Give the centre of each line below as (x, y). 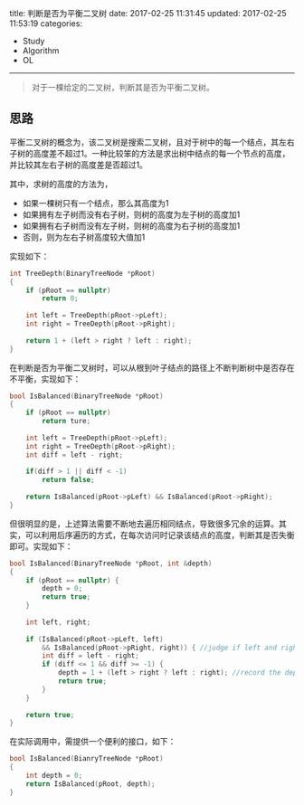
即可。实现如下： (41, 546)
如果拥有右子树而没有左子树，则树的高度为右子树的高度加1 (131, 225)
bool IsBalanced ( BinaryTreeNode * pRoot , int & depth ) (111, 563)
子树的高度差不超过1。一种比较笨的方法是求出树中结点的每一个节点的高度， (150, 153)
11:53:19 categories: (46, 24)
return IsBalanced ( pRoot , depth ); (90, 784)
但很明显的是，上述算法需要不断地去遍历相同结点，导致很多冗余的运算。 (144, 524)
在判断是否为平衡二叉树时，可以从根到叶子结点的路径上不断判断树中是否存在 (152, 367)
